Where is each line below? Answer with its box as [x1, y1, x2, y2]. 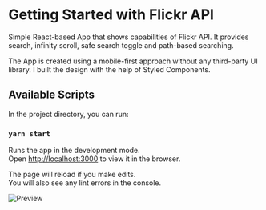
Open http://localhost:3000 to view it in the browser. [8, 154, 181, 164]
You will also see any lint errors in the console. [8, 178, 162, 188]
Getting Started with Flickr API [8, 6, 215, 24]
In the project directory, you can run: [8, 109, 129, 119]
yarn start [8, 129, 50, 138]
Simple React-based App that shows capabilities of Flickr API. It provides [8, 32, 249, 42]
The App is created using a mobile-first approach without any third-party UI [8, 56, 258, 66]
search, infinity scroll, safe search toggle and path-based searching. [8, 40, 234, 50]
